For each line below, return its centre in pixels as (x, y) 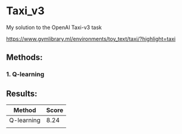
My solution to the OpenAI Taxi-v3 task (54, 27)
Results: (22, 93)
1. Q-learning (25, 74)
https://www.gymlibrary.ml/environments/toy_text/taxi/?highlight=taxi (91, 39)
